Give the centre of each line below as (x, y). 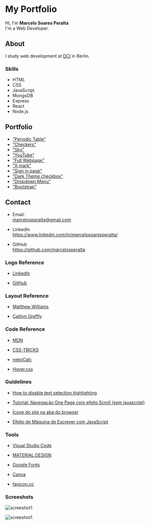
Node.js (20, 112)
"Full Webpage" (28, 160)
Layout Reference (27, 296)
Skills (12, 69)
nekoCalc (22, 359)
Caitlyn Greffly (27, 316)
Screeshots (19, 497)
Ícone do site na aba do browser (45, 412)
